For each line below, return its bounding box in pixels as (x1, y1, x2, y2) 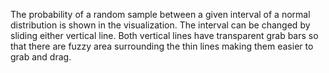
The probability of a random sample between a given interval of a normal (10, 9, 311, 20)
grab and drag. (10, 51, 72, 63)
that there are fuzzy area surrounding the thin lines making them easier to (10, 40, 314, 52)
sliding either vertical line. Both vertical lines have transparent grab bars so (10, 30, 319, 41)
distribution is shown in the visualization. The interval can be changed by (10, 19, 311, 31)
